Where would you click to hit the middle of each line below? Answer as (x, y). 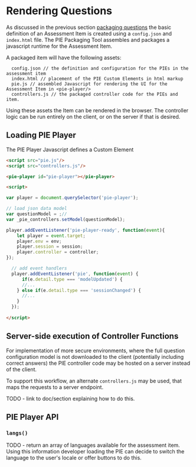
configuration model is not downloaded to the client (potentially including (95, 356)
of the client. (22, 369)
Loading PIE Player (41, 135)
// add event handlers (39, 268)
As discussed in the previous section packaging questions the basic (89, 27)
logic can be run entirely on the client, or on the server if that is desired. (93, 116)
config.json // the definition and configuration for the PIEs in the (100, 68)
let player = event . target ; (51, 236)
